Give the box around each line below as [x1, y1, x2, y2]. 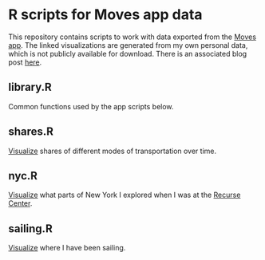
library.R [8, 81, 52, 94]
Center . [8, 199, 33, 208]
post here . [8, 57, 42, 67]
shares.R [8, 125, 54, 139]
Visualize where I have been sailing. [8, 243, 126, 253]
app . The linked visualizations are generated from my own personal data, [8, 40, 248, 49]
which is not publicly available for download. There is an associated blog [8, 49, 247, 58]
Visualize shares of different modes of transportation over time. [8, 146, 217, 156]
